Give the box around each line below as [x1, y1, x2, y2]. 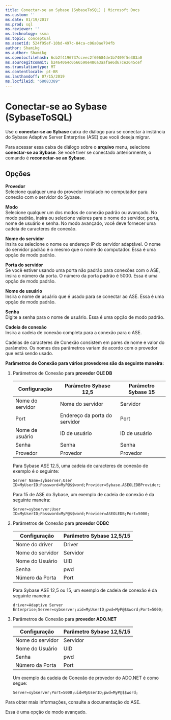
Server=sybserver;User [12, 506, 61, 512]
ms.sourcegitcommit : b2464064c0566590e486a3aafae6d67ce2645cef [5, 60, 142, 65]
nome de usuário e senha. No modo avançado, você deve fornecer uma [5, 220, 156, 226]
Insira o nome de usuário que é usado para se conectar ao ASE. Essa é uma [5, 293, 164, 299]
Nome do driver [15, 541, 53, 548]
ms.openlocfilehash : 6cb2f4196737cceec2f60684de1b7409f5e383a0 [5, 55, 142, 60]
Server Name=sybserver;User [12, 478, 72, 483]
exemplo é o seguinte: [12, 468, 60, 474]
